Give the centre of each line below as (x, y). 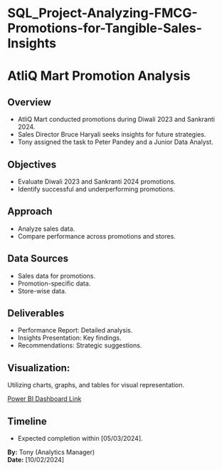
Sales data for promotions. (57, 276)
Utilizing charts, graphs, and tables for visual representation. (96, 385)
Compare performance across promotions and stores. (96, 236)
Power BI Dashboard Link (44, 399)
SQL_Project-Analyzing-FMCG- (102, 13)
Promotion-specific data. (54, 283)
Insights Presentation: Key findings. (69, 338)
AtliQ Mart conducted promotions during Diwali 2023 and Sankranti (116, 120)
